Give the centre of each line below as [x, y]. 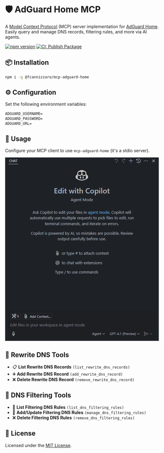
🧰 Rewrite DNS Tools [37, 355]
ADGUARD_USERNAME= [24, 114]
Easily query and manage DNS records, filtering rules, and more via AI [76, 32]
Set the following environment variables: [46, 104]
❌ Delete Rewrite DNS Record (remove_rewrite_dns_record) [73, 380]
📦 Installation [27, 63]
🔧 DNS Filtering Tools [38, 395]
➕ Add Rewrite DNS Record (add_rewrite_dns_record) [67, 374]
